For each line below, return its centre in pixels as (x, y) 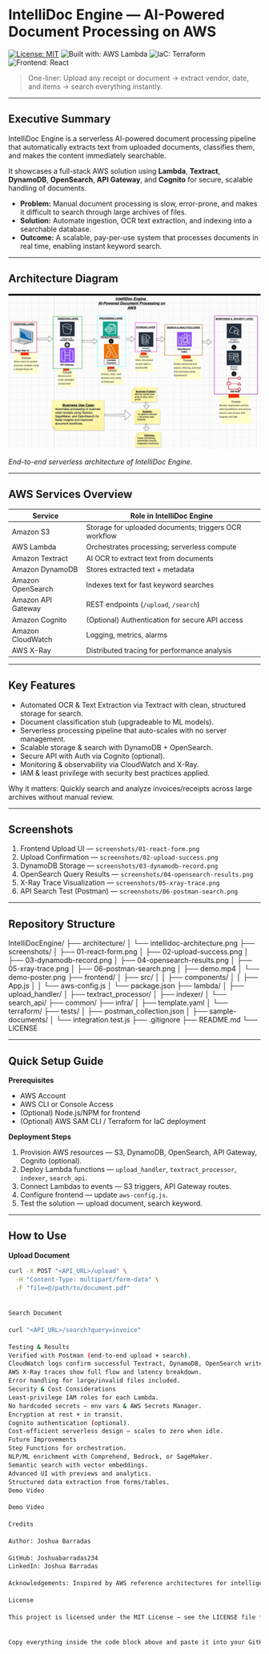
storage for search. (52, 713)
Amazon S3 (31, 532)
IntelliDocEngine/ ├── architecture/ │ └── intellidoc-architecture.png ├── (131, 943)
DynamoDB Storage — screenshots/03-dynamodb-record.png (119, 865)
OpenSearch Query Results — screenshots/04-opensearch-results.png (137, 874)
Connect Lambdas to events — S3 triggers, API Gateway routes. (125, 1186)
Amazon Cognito (39, 620)
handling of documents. (47, 188)
